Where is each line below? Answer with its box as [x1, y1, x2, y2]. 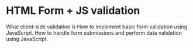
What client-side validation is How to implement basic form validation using [6, 23, 188, 30]
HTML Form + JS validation [6, 4, 140, 17]
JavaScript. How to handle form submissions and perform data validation [6, 29, 182, 36]
